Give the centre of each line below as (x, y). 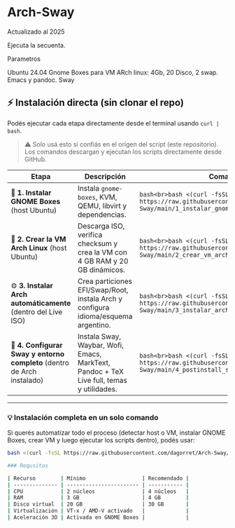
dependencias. (102, 215)
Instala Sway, (100, 336)
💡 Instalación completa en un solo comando (83, 417)
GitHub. (35, 159)
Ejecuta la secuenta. (36, 45)
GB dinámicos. (102, 269)
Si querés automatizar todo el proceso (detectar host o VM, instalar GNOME (116, 433)
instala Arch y (100, 299)
